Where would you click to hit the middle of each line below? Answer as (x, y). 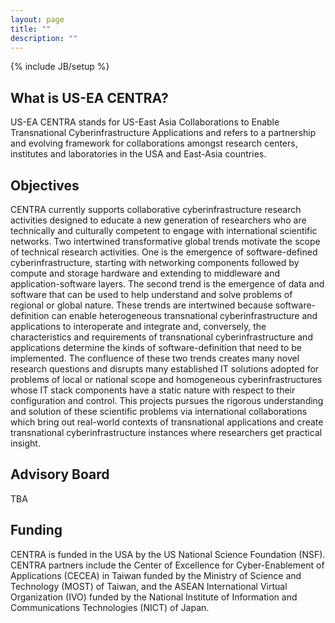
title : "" (31, 29)
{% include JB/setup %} (60, 67)
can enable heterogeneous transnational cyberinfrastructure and (184, 315)
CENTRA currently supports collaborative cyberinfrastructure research (156, 209)
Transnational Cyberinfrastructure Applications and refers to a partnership (163, 133)
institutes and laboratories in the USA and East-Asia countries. (138, 154)
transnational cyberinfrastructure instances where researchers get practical (166, 432)
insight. (25, 443)
